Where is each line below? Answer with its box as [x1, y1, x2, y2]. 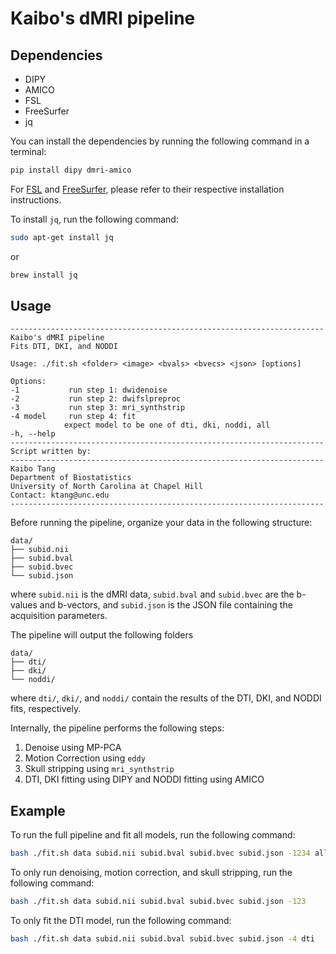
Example [10, 802, 66, 819]
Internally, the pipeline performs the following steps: [10, 722, 225, 734]
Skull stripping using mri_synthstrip [24, 763, 175, 775]
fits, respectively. [10, 703, 82, 715]
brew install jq [10, 270, 78, 280]
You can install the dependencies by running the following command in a [10, 135, 310, 147]
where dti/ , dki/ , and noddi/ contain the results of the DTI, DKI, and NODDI [10, 692, 322, 704]
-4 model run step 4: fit [10, 412, 137, 422]
